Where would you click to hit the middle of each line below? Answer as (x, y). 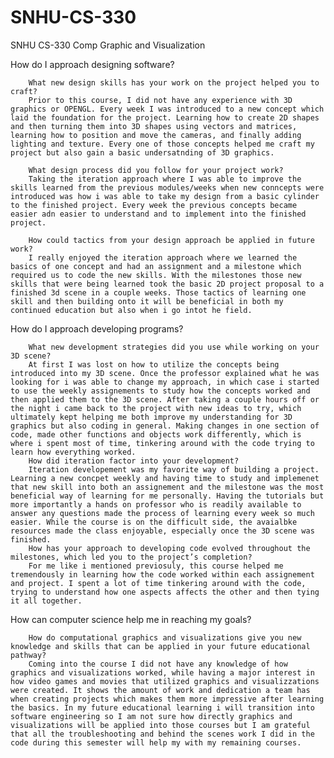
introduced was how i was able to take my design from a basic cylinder (165, 196)
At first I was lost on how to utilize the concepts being (154, 364)
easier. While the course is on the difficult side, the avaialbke (154, 522)
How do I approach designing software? (92, 64)
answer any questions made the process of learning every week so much (162, 513)
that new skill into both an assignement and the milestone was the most (167, 487)
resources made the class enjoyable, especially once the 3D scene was (162, 531)
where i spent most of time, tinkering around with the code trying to (162, 443)
